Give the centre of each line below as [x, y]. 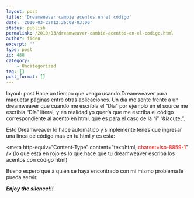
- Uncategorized [37, 66]
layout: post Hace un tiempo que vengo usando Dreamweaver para [87, 94]
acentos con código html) [37, 160]
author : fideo [23, 39]
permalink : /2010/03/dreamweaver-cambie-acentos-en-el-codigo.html [90, 33]
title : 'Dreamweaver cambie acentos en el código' [69, 17]
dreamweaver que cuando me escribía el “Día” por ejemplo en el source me [97, 106]
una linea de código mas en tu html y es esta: [60, 136]
